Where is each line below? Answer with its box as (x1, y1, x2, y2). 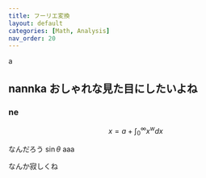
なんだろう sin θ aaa (8, 144, 75, 154)
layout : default (8, 19, 63, 27)
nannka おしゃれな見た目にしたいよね (8, 81, 198, 95)
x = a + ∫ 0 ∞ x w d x (108, 124, 163, 138)
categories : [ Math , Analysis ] (8, 27, 111, 35)
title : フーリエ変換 (8, 11, 70, 20)
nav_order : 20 (8, 34, 57, 43)
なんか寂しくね (8, 162, 58, 172)
